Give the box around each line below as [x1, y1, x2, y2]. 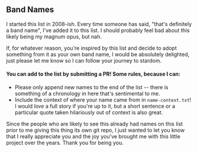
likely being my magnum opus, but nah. [6, 33, 102, 40]
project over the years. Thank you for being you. [6, 139, 124, 147]
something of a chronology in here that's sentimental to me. [14, 90, 161, 97]
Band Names [6, 5, 54, 15]
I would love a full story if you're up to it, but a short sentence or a [14, 103, 176, 110]
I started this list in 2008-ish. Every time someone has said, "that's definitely [6, 20, 192, 27]
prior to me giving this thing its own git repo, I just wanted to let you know [6, 127, 185, 134]
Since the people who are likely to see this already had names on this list [6, 121, 183, 128]
